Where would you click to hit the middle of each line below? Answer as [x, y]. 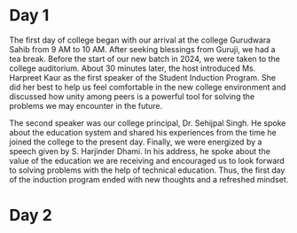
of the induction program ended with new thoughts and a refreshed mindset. [149, 179]
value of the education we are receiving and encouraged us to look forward [147, 160]
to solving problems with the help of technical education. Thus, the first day [147, 170]
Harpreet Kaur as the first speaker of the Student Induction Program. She [143, 77]
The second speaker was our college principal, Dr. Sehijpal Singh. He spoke [148, 123]
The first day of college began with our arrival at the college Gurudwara [140, 40]
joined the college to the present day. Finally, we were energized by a [136, 142]
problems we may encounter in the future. [86, 105]
